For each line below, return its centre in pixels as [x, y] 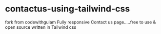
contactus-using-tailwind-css [68, 9]
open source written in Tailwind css [41, 27]
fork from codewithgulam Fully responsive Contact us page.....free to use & [80, 22]
